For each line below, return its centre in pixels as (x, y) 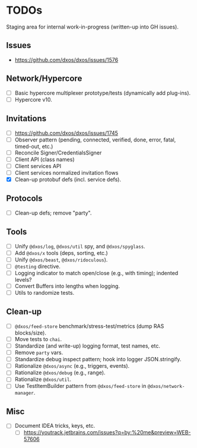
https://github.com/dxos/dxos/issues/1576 (66, 59)
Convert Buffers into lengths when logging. (67, 286)
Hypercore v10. (33, 99)
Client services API (38, 166)
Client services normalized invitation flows (66, 172)
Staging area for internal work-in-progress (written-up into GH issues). (93, 27)
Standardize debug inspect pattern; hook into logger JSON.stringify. (98, 359)
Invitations (26, 119)
